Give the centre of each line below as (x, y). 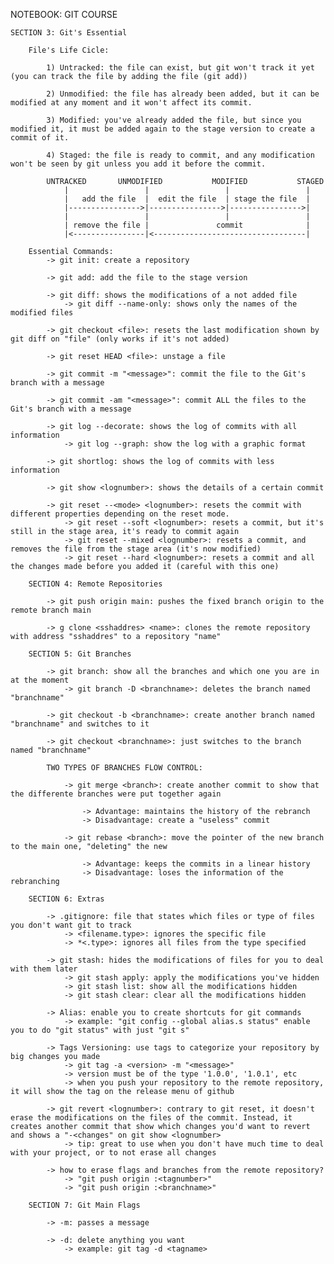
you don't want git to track (71, 925)
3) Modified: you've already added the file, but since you (174, 120)
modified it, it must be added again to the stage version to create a (162, 129)
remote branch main (51, 610)
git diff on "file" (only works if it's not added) (120, 339)
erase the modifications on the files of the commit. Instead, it (151, 1118)
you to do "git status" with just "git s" (100, 1030)
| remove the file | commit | (187, 225)
